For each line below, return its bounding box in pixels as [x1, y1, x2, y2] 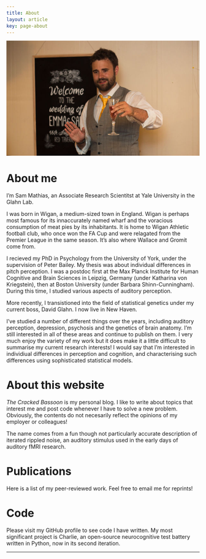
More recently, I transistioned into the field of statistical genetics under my [6, 299, 194, 307]
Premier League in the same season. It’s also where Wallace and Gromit [6, 236, 187, 244]
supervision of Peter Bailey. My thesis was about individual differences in [6, 261, 191, 269]
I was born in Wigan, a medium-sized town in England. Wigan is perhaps [6, 210, 189, 218]
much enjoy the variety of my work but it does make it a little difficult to [6, 337, 186, 345]
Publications [6, 465, 72, 479]
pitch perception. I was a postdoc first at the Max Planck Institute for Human [6, 268, 199, 276]
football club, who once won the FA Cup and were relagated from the [6, 230, 181, 237]
